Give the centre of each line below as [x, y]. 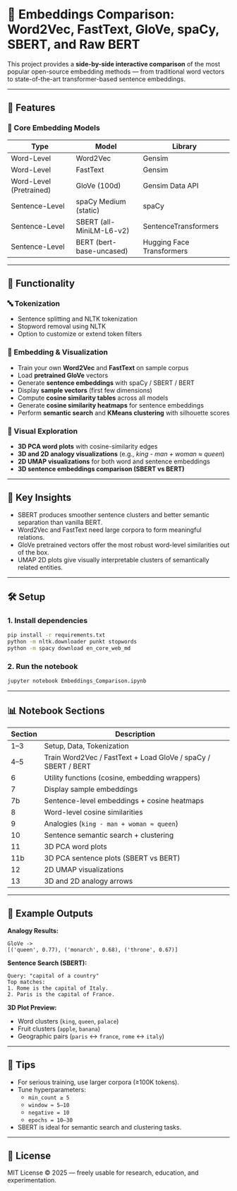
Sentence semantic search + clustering [109, 835]
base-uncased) [102, 251]
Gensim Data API [171, 185]
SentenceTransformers [181, 226]
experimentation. [32, 1180]
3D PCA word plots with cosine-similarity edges [87, 446]
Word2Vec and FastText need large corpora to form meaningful [110, 530]
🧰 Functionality [41, 284]
